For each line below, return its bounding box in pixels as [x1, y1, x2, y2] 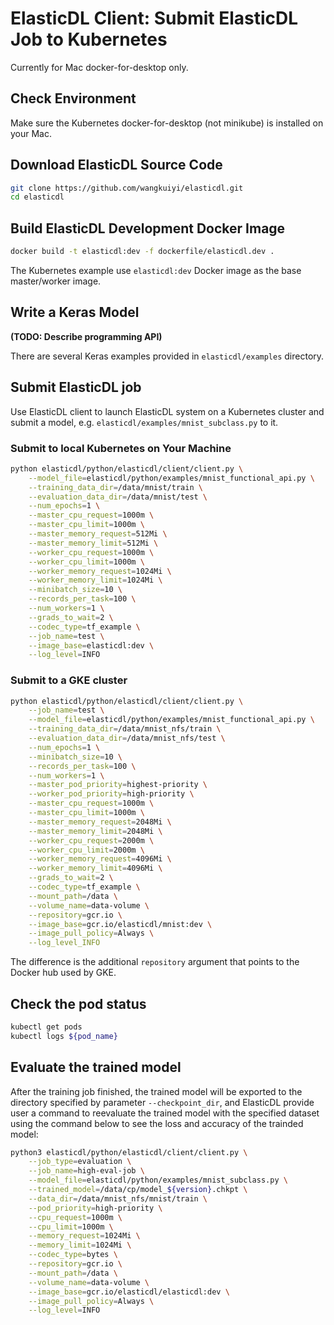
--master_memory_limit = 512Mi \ [28, 538, 159, 548]
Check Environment [10, 90, 137, 107]
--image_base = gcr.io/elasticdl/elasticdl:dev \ [28, 1287, 230, 1297]
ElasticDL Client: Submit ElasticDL [10, 7, 299, 30]
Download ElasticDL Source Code [10, 157, 223, 174]
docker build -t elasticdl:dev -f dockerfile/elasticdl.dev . [10, 247, 275, 257]
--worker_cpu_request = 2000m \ [28, 835, 155, 846]
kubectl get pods [10, 1022, 83, 1032]
